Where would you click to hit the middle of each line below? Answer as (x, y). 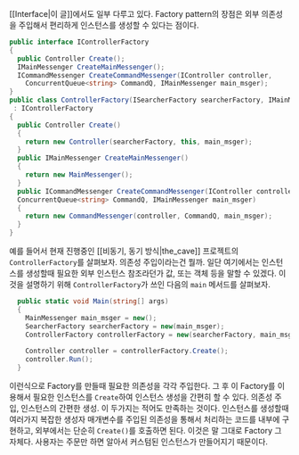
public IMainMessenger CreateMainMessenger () (103, 158)
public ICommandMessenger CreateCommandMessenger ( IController (135, 191)
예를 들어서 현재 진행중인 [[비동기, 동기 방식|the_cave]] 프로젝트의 (124, 251)
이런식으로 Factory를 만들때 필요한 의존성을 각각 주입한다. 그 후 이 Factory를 (142, 385)
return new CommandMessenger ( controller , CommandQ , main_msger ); (149, 216)
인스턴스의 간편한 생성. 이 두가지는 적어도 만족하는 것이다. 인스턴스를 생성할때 (155, 408)
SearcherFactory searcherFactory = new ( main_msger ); (125, 326)
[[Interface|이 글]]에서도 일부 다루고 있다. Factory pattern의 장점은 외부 (134, 14)
